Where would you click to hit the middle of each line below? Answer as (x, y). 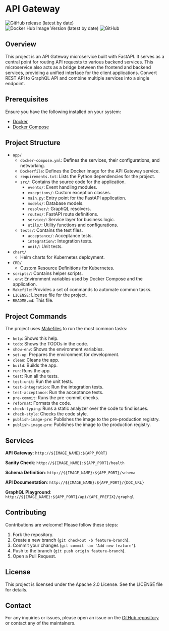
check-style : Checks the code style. (50, 414)
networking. (33, 166)
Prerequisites (27, 99)
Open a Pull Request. (34, 556)
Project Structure (33, 143)
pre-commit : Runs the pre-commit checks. (56, 398)
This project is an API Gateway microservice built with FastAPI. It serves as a (85, 56)
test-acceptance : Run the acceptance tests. (58, 392)
